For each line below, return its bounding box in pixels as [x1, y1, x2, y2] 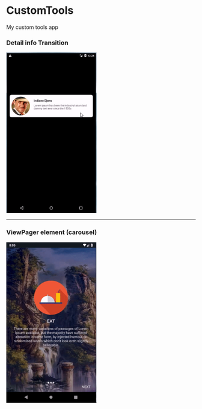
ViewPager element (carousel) [6, 228, 97, 236]
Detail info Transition [6, 38, 69, 47]
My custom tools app [6, 23, 59, 31]
